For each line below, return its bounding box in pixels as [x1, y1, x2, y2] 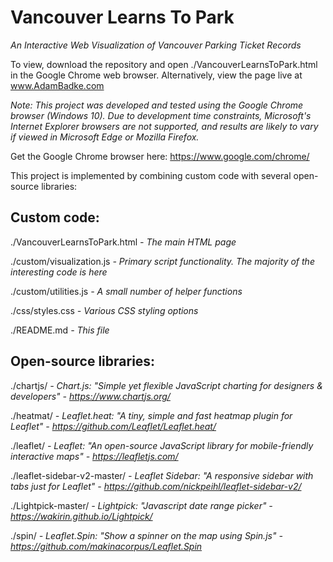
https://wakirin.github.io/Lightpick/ [10, 510, 153, 522]
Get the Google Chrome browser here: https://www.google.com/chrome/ [10, 150, 310, 162]
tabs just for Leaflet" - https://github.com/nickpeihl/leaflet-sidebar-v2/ [10, 480, 302, 492]
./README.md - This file [10, 324, 110, 336]
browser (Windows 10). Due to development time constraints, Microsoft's [10, 109, 312, 121]
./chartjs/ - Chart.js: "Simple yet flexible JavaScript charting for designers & [10, 379, 323, 391]
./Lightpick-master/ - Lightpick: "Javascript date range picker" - [10, 499, 273, 511]
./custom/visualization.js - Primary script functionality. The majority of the [10, 255, 315, 267]
